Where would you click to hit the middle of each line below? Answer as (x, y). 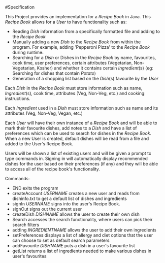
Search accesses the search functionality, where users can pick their (82, 219)
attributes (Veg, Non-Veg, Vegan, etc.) (44, 113)
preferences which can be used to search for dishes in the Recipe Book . (78, 133)
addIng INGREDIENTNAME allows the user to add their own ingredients (84, 230)
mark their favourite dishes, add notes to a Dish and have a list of (71, 128)
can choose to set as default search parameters (61, 240)
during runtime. (28, 52)
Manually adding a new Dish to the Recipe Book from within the (77, 42)
